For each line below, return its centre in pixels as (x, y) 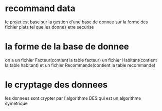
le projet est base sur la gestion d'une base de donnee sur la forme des (77, 22)
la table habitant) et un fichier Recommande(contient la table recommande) (80, 65)
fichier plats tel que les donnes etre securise (50, 27)
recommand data (40, 8)
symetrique (17, 103)
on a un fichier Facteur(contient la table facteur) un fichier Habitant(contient (81, 60)
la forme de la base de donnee (67, 47)
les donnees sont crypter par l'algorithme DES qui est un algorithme (73, 98)
